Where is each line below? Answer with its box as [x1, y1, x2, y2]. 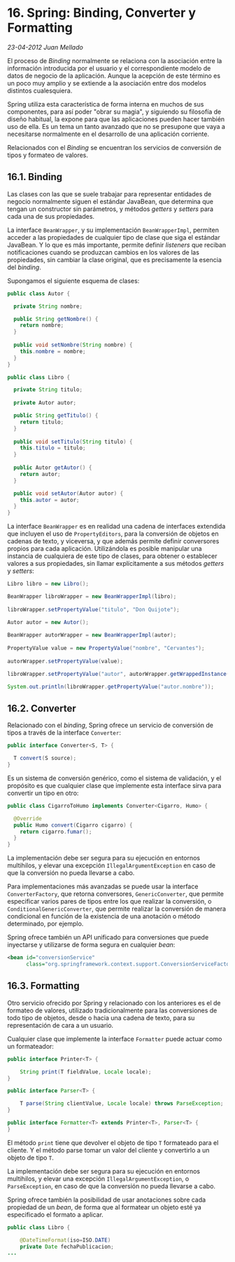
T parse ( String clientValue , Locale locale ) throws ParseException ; [20, 1100, 224, 1107]
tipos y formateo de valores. [7, 151, 89, 159]
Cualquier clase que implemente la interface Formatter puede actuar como [7, 1034, 222, 1043]
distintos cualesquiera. [7, 86, 73, 95]
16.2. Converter [7, 703, 77, 714]
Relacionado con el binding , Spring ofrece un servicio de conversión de [7, 721, 214, 730]
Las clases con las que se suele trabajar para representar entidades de [7, 189, 212, 198]
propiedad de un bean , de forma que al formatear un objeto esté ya [7, 1202, 201, 1211]
